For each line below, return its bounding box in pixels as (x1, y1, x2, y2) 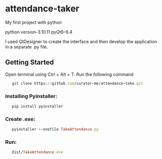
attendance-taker (5, 3, 80, 14)
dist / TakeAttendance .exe (11, 150, 64, 155)
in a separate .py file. (5, 44, 48, 50)
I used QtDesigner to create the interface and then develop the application (5, 38, 158, 45)
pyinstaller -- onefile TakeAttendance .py (11, 127, 99, 132)
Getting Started (5, 58, 54, 67)
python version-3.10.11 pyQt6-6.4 (5, 29, 73, 35)
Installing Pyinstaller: (5, 93, 58, 100)
